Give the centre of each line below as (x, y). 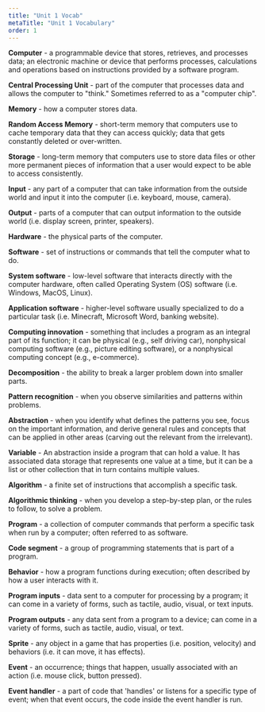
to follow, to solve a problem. (56, 509)
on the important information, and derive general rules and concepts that (127, 429)
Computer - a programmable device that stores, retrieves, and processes (128, 53)
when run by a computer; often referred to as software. (98, 532)
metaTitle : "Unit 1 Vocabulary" (61, 23)
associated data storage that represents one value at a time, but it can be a (131, 461)
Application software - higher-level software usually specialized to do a (126, 308)
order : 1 (23, 30)
